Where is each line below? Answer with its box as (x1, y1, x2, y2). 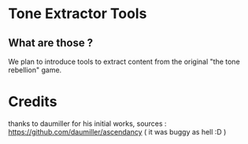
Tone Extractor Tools (8, 5, 147, 23)
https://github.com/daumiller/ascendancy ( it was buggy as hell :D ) (8, 127, 227, 136)
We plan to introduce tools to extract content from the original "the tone (8, 57, 240, 66)
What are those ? (8, 36, 94, 50)
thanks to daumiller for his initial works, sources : (8, 119, 167, 128)
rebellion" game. (8, 65, 62, 75)
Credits (8, 93, 57, 111)
